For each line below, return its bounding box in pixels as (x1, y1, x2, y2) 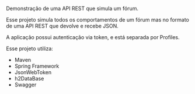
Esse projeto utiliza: (6, 45, 54, 52)
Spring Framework (14, 62, 60, 69)
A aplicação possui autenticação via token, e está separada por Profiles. (6, 34, 180, 40)
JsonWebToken (14, 69, 51, 75)
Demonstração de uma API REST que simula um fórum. (6, 5, 139, 12)
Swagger (14, 81, 37, 88)
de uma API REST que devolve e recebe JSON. (6, 23, 119, 29)
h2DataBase (14, 75, 44, 82)
